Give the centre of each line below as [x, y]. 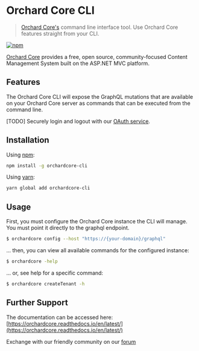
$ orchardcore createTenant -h [46, 284]
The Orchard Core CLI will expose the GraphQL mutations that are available [100, 96]
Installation [28, 140]
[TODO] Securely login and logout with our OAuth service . [78, 121]
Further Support [37, 303]
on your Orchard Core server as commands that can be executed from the [99, 103]
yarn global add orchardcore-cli [48, 188]
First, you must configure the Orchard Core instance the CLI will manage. [97, 222]
